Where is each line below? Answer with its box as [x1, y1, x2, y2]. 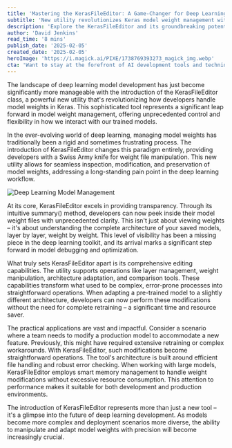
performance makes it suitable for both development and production [7, 382, 202, 391]
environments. [7, 390, 48, 398]
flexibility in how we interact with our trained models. [7, 117, 157, 125]
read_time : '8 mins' [7, 36, 67, 43]
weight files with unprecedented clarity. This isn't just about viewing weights [7, 216, 225, 225]
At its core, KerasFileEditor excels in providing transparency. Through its [7, 201, 213, 209]
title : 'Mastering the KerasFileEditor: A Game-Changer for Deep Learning [7, 10, 227, 17]
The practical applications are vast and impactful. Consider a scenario [7, 324, 206, 332]
